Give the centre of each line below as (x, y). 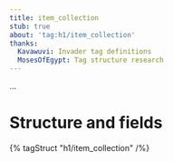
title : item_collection (54, 18)
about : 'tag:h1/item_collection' (72, 35)
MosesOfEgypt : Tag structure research (91, 60)
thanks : (24, 43)
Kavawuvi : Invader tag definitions (85, 52)
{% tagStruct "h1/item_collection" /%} (80, 147)
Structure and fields (86, 123)
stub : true (30, 26)
